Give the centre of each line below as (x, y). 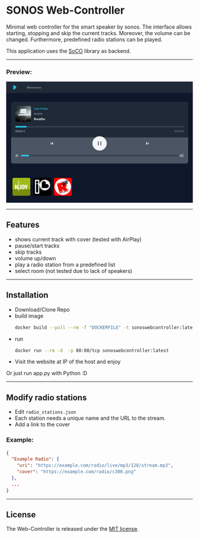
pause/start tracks (37, 246)
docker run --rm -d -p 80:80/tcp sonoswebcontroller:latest (92, 350)
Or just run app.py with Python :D (47, 373)
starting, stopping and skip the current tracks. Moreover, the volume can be (98, 33)
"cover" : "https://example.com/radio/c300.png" (76, 472)
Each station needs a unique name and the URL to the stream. (90, 418)
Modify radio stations (46, 397)
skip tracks (28, 252)
